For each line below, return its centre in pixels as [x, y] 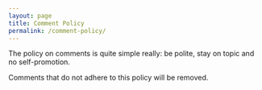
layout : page [30, 16]
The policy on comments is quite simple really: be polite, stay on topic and [131, 54]
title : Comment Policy [46, 23]
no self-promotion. [40, 62]
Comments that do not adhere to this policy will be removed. [108, 78]
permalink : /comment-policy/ [57, 31]
